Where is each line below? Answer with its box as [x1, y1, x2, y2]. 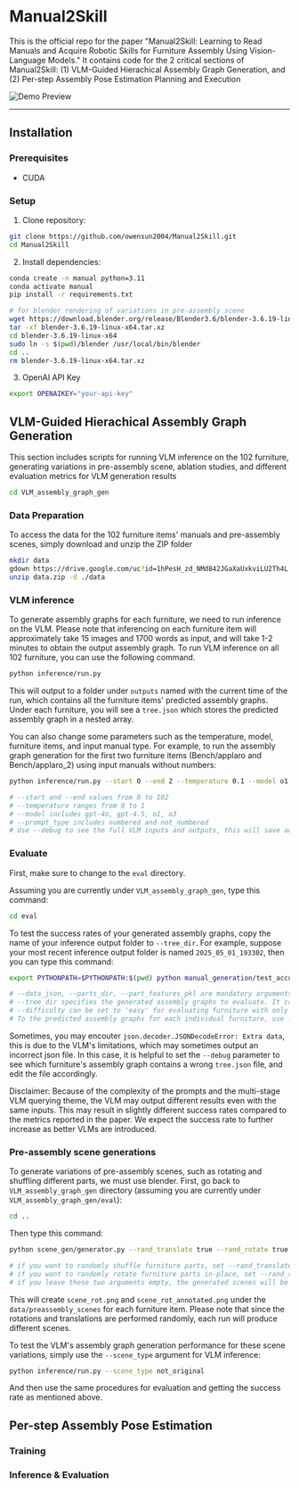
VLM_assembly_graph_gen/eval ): [9, 1195, 123, 1205]
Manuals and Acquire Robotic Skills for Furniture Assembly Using [9, 45, 247, 55]
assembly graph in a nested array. [9, 714, 134, 724]
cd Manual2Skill [9, 240, 69, 249]
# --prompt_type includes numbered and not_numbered [9, 818, 209, 827]
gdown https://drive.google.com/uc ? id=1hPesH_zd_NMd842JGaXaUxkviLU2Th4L [9, 565, 289, 574]
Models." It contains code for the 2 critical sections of [47, 54, 245, 65]
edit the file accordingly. [9, 1068, 98, 1079]
